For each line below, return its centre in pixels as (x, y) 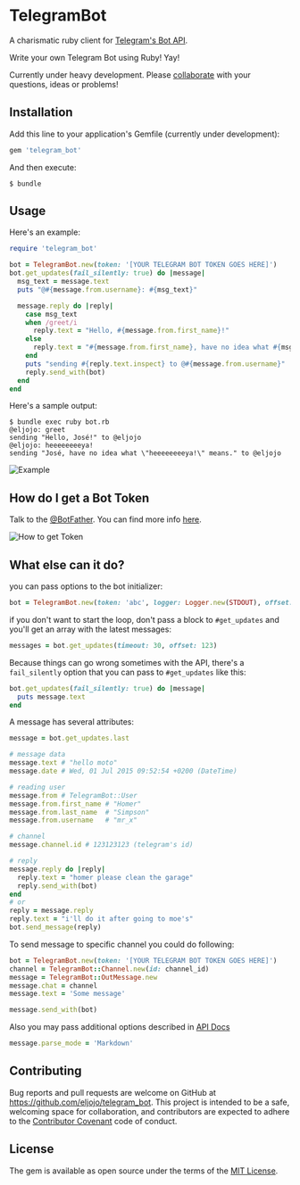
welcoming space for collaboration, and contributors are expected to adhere (150, 1111)
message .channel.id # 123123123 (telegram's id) (101, 845)
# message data (37, 755)
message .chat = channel (54, 986)
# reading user (37, 787)
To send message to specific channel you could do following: (122, 944)
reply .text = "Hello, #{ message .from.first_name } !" (131, 331)
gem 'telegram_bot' (46, 150)
